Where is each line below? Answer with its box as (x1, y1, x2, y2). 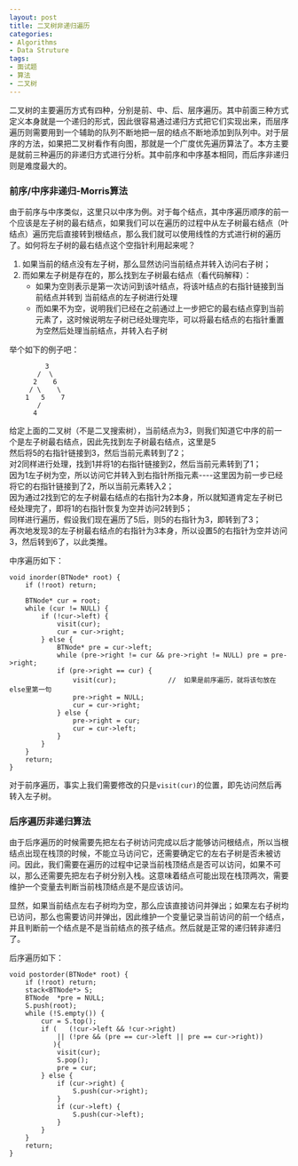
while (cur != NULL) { (25, 603, 109, 613)
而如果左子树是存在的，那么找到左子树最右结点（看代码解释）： (21, 269, 252, 280)
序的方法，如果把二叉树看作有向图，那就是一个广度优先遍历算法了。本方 (9, 138, 273, 148)
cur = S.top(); (41, 1017, 98, 1026)
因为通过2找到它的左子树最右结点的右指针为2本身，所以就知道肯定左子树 (9, 491, 276, 502)
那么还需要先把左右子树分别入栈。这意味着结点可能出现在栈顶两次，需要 (24, 870, 289, 881)
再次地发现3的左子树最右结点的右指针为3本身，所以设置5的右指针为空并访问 (9, 525, 288, 536)
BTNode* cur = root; (25, 596, 101, 605)
